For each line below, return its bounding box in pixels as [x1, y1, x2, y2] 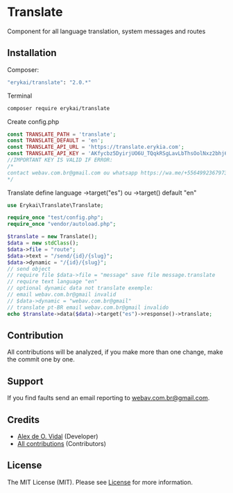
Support [7, 375, 44, 387]
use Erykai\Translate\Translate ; [7, 201, 104, 208]
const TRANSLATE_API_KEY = [7, 150, 85, 157]
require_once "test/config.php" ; [7, 214, 104, 222]
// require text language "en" [7, 278, 98, 285]
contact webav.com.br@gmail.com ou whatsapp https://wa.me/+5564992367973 [7, 169, 228, 177]
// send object [7, 265, 51, 272]
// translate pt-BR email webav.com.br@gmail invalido [7, 304, 169, 311]
